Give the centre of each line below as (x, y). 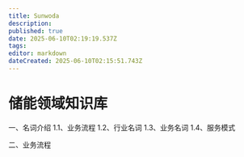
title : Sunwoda (34, 16)
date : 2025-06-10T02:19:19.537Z (63, 38)
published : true (36, 31)
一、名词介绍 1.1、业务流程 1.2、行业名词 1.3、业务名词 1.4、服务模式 (122, 127)
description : (30, 23)
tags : (17, 46)
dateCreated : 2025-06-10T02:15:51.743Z (76, 62)
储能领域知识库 (58, 104)
